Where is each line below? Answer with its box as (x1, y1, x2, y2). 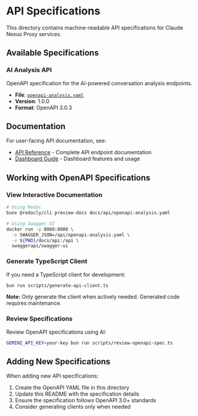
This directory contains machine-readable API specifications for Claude (6, 24, 184, 31)
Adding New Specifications (6, 356, 111, 367)
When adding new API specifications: (6, 372, 99, 379)
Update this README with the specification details (14, 390, 140, 397)
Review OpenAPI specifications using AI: (6, 328, 107, 336)
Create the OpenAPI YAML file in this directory (14, 384, 130, 391)
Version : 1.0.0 (14, 97, 50, 104)
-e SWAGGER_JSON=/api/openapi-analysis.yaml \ (11, 232, 130, 238)
